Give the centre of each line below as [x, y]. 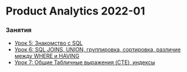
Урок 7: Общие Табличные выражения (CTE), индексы [85, 62]
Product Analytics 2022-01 [75, 11]
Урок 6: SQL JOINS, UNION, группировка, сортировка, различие [97, 50]
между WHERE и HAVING [47, 56]
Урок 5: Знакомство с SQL [49, 43]
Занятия [19, 30]
